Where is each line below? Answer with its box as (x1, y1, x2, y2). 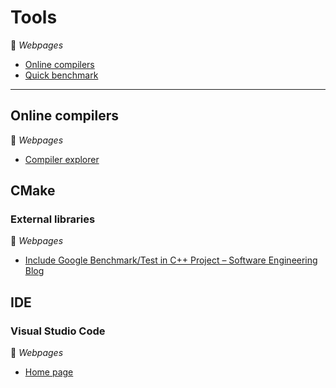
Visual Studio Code (10, 324, 106, 338)
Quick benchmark (24, 69, 99, 81)
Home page (24, 366, 74, 378)
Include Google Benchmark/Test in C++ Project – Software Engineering (24, 254, 318, 266)
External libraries (10, 212, 96, 226)
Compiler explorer (24, 153, 100, 165)
